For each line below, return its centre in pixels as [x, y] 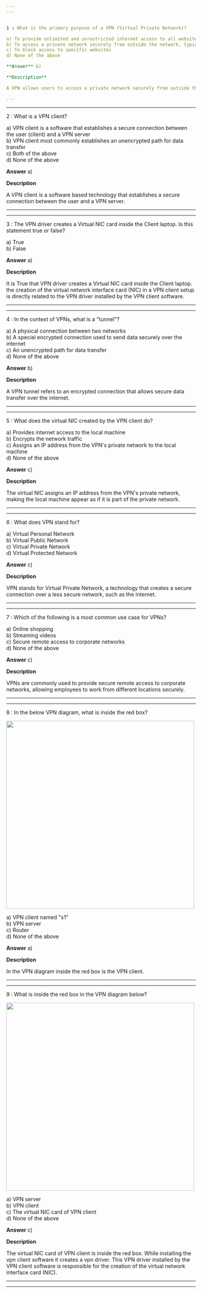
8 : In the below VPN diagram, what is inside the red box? [77, 712]
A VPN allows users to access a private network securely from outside [98, 88]
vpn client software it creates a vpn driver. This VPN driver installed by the [98, 1259]
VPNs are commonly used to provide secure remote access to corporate [96, 683]
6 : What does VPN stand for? [43, 522]
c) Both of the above [32, 153]
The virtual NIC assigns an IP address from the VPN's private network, [93, 493]
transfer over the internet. [38, 398]
